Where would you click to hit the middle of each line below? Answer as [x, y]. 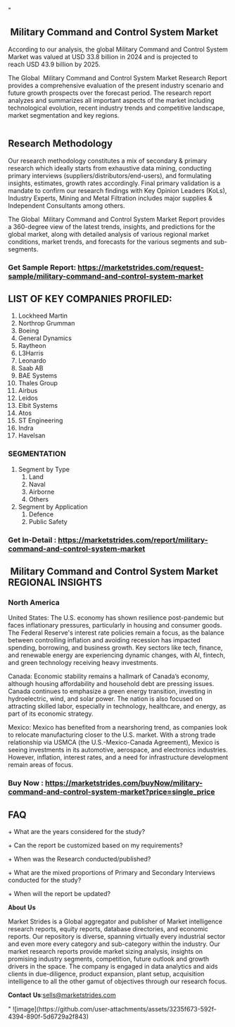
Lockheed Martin [43, 316]
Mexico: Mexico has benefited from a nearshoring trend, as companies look [118, 728]
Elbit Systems [38, 406]
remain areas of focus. [40, 765]
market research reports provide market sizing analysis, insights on [106, 951]
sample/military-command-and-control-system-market [106, 276]
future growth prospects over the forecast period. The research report [110, 93]
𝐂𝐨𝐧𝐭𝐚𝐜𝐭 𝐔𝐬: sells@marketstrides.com [62, 995]
